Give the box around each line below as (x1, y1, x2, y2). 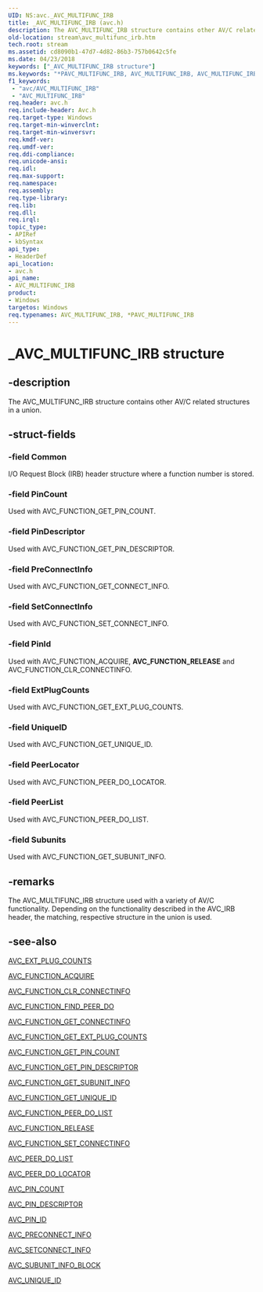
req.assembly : (8, 186, 55, 195)
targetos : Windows (8, 303, 68, 311)
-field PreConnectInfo (8, 563, 93, 574)
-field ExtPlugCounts (8, 684, 90, 695)
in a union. (8, 405, 42, 415)
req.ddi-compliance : (8, 150, 76, 158)
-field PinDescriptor (8, 526, 85, 537)
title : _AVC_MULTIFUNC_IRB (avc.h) (8, 19, 124, 27)
